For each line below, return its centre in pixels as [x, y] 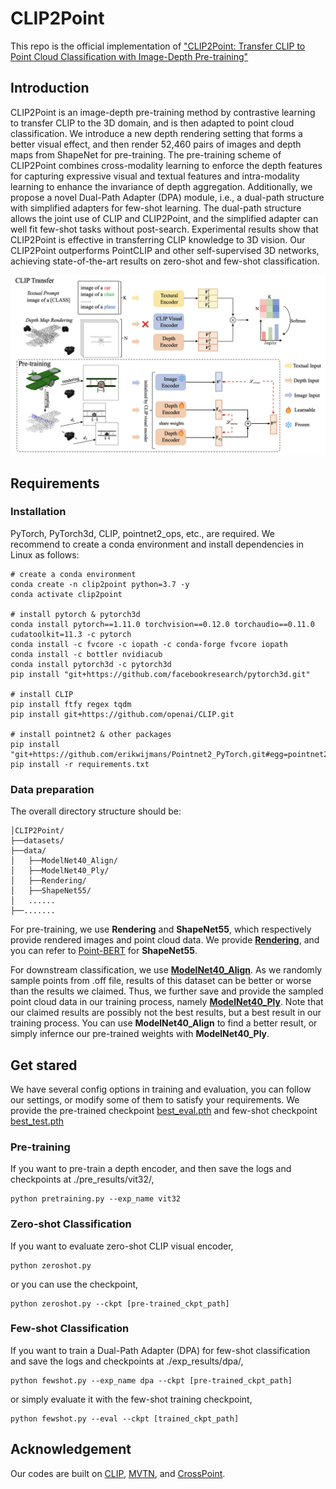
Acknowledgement [71, 1449]
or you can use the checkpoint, [74, 1284]
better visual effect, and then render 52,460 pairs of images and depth [156, 144]
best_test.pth [37, 1121]
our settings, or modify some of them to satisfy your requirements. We [155, 1099]
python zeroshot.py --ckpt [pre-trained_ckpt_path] [120, 1303]
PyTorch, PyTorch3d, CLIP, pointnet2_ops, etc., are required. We [142, 533]
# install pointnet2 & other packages [91, 734]
